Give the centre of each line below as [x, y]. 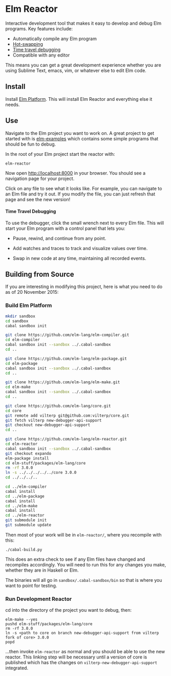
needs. [13, 104]
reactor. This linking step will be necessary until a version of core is [76, 657]
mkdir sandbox [20, 316]
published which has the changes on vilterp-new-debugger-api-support [81, 663]
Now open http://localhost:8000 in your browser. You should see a [76, 173]
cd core [14, 411]
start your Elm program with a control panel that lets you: [65, 228]
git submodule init [26, 520]
